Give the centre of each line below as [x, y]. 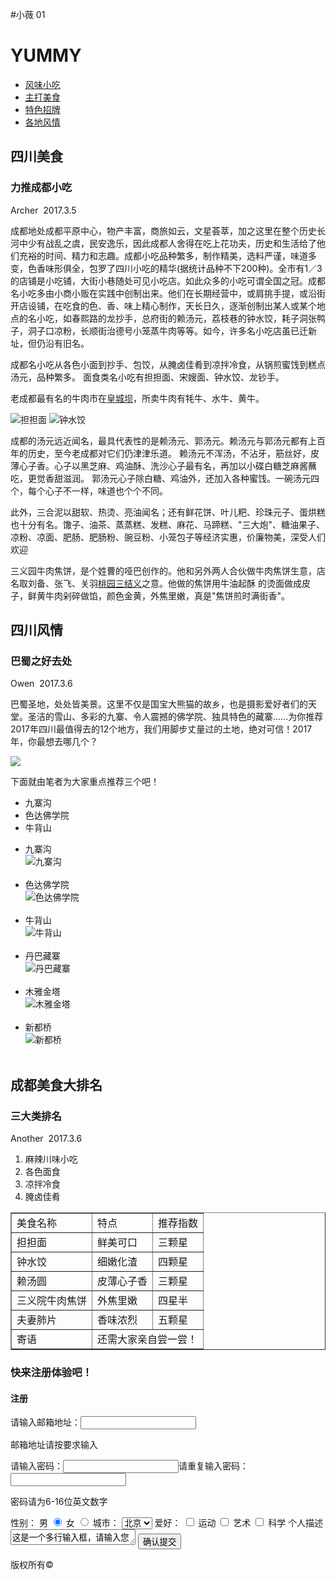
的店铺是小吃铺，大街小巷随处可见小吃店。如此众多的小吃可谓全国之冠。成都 [168, 280]
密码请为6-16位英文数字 [59, 1502]
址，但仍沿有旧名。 [50, 343]
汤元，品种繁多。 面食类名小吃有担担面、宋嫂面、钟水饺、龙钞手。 [147, 377]
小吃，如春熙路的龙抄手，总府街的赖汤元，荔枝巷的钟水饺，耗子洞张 [176, 318]
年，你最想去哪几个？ [54, 742]
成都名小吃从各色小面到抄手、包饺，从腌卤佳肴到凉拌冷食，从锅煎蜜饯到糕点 [168, 364]
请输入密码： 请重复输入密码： [129, 1466]
